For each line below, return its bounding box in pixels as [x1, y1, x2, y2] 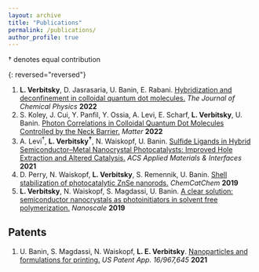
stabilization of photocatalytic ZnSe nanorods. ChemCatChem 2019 [19, 178, 239, 187]
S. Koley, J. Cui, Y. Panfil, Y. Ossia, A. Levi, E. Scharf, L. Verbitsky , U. [19, 111, 243, 120]
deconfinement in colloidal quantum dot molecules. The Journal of [19, 93, 235, 103]
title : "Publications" [8, 19, 82, 27]
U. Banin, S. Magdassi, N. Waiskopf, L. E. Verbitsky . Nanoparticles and [19, 246, 249, 256]
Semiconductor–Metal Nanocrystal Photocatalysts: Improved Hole [19, 144, 233, 154]
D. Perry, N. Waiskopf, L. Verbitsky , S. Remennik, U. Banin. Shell [19, 169, 228, 179]
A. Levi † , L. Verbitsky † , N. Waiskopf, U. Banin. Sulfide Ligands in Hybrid [19, 135, 251, 146]
